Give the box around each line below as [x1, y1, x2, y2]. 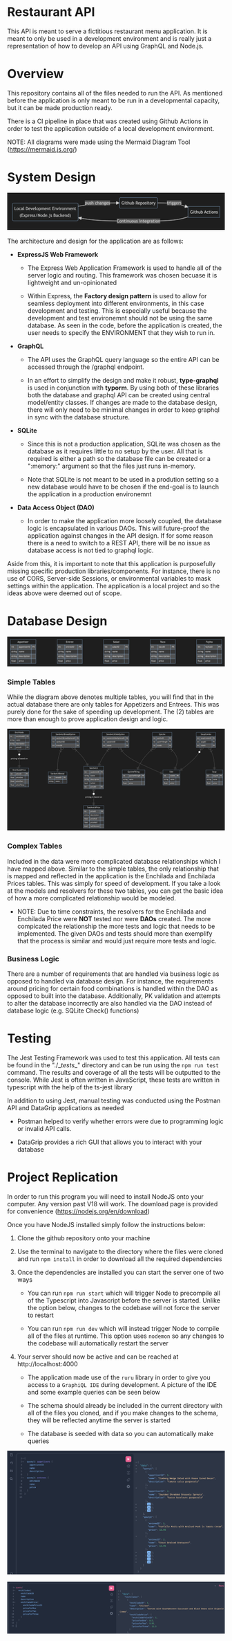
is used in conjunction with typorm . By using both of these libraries [27, 383, 220, 392]
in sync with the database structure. [27, 412, 130, 421]
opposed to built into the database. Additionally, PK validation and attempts [7, 991, 221, 1000]
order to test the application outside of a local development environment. [7, 124, 215, 132]
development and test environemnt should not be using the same [27, 314, 213, 322]
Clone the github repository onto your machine [17, 1233, 151, 1242]
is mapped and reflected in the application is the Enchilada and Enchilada [7, 871, 215, 880]
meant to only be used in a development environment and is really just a [7, 34, 212, 42]
